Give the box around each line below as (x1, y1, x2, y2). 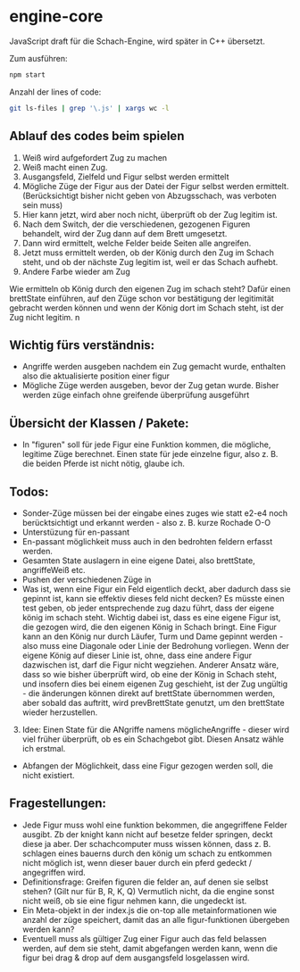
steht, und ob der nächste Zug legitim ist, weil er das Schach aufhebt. (21, 256, 279, 267)
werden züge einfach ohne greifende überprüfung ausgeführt (21, 390, 250, 401)
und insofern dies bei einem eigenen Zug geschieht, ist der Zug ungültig (21, 678, 288, 689)
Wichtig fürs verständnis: (9, 337, 155, 353)
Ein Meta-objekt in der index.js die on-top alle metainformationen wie (21, 904, 277, 916)
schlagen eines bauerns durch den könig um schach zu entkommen (21, 848, 272, 859)
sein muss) (21, 199, 63, 211)
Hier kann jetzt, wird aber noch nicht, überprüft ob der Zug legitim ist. (21, 209, 279, 220)
